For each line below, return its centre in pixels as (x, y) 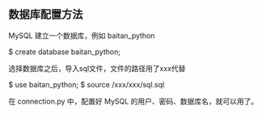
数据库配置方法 (46, 15)
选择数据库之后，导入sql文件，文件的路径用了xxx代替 (97, 68)
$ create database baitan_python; (65, 52)
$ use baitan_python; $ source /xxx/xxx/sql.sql (87, 84)
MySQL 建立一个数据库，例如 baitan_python (82, 36)
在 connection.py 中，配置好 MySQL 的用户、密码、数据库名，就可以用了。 (133, 101)
